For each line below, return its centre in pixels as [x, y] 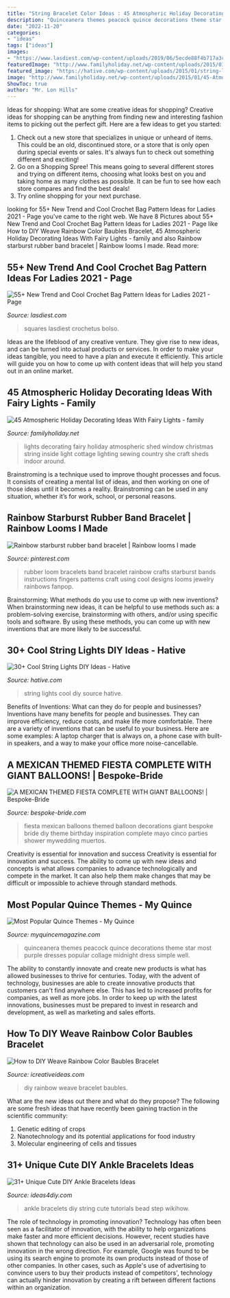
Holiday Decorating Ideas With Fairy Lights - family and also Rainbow [104, 238]
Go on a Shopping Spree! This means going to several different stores [115, 167]
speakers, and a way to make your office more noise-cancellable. [106, 743]
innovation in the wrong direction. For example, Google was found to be [108, 1251]
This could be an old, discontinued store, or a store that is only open [113, 145]
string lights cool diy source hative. [73, 694]
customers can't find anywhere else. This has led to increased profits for [110, 990]
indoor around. [45, 461]
